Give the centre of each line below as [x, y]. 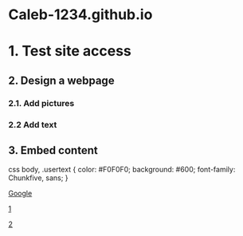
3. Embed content [53, 150]
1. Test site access [70, 51]
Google [20, 194]
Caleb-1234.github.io [80, 15]
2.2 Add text [33, 124]
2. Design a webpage [61, 80]
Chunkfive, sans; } [39, 178]
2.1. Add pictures [41, 103]
